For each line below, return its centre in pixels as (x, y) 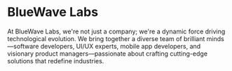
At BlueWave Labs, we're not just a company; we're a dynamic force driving (116, 31)
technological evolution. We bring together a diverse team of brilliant (106, 38)
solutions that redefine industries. (56, 61)
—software (23, 46)
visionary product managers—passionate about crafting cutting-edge (108, 54)
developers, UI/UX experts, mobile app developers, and (121, 46)
